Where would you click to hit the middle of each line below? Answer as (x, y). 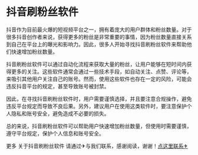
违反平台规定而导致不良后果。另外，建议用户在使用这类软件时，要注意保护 (96, 106)
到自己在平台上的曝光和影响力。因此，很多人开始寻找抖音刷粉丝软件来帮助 (96, 44)
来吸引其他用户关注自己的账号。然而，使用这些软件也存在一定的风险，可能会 (99, 79)
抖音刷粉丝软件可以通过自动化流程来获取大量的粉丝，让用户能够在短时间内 (96, 64)
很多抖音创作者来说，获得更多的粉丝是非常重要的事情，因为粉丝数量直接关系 (99, 37)
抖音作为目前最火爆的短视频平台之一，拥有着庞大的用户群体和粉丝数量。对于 (99, 29)
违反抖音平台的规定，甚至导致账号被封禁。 (58, 86)
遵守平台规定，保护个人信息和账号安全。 (55, 133)
